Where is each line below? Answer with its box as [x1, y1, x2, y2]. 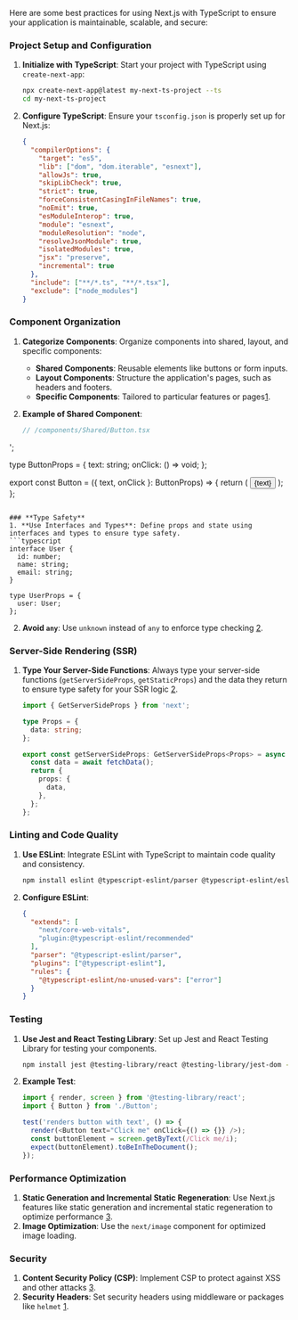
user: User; [17, 599, 62, 608]
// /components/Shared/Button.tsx [21, 425, 150, 435]
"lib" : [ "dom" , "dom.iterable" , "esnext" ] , [38, 162, 203, 171]
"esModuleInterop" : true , [38, 211, 135, 221]
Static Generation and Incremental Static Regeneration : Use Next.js [21, 1192, 276, 1202]
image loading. [21, 1230, 77, 1241]
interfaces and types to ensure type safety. [9, 529, 181, 537]
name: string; [17, 560, 69, 569]
